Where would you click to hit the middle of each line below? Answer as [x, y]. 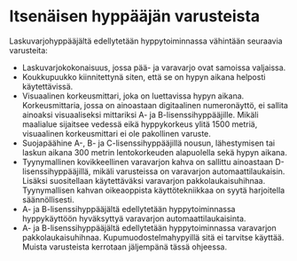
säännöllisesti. [48, 199]
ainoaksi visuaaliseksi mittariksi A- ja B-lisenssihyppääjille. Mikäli [140, 115]
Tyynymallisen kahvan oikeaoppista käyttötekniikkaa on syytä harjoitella [153, 190]
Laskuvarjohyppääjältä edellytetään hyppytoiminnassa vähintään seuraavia [146, 41]
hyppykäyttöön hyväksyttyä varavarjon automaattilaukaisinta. [134, 218]
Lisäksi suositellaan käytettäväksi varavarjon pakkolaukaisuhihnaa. [144, 180]
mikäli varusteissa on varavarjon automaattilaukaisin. [189, 171]
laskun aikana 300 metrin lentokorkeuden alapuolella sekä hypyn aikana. [155, 152]
